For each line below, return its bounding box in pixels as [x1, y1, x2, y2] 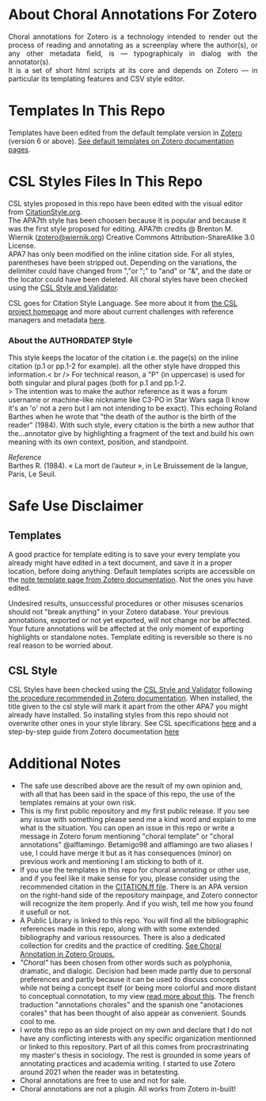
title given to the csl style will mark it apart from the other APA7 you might [8, 702, 249, 711]
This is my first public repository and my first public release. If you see [19, 806, 249, 816]
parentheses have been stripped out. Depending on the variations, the [8, 258, 237, 267]
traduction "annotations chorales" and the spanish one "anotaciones [19, 1000, 244, 1009]
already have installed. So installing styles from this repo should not [8, 709, 229, 719]
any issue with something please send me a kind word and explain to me [19, 814, 256, 824]
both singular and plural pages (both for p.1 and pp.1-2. [8, 378, 187, 388]
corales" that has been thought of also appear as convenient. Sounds [19, 1008, 247, 1018]
